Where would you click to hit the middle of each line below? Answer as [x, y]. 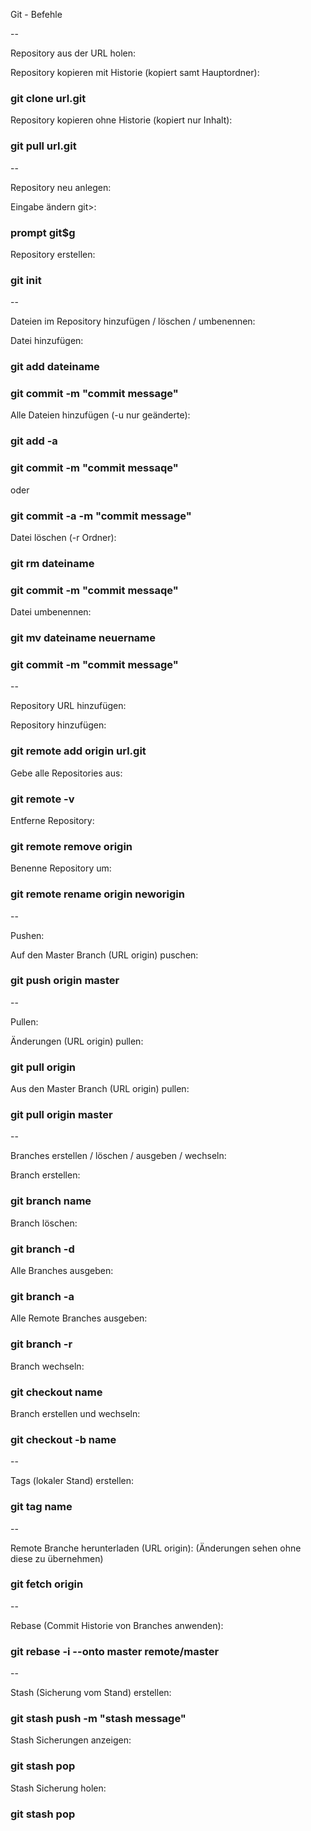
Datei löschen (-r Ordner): [63, 537]
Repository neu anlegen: [61, 187]
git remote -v [42, 799]
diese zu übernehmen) [57, 1558]
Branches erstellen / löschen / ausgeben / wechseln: [118, 1156]
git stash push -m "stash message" [98, 1719]
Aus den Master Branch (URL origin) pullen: [100, 1089]
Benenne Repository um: [61, 868]
